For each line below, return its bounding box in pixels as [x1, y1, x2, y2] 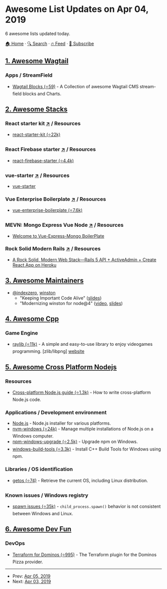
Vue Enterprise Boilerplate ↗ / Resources [5, 195, 106, 202]
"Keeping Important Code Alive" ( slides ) [19, 295, 102, 301]
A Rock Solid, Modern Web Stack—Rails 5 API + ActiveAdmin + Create [12, 257, 157, 263]
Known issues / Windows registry [5, 492, 88, 499]
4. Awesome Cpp [5, 315, 59, 323]
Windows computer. [12, 433, 54, 439]
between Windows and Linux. [12, 510, 74, 516]
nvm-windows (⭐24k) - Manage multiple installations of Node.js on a [12, 426, 154, 432]
